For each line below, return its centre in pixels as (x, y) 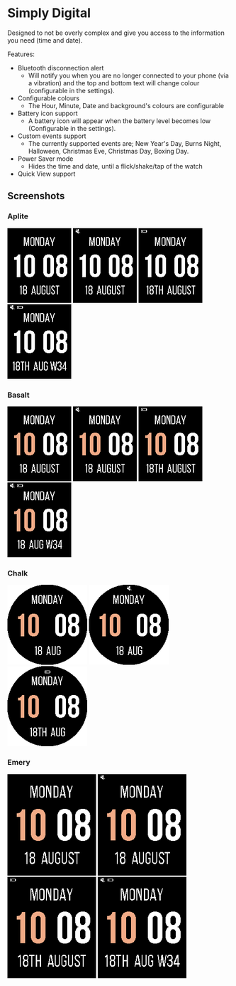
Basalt (18, 395)
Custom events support (52, 136)
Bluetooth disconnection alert (61, 68)
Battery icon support (47, 113)
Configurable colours (49, 98)
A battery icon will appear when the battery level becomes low (119, 121)
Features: (21, 54)
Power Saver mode (45, 159)
